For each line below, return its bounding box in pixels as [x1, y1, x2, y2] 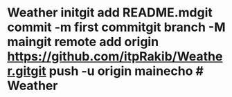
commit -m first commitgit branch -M [7, 19, 226, 35]
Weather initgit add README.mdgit [7, 5, 213, 21]
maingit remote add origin [7, 34, 159, 50]
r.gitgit [7, 63, 46, 79]
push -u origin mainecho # [48, 63, 204, 79]
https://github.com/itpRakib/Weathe [7, 49, 223, 65]
